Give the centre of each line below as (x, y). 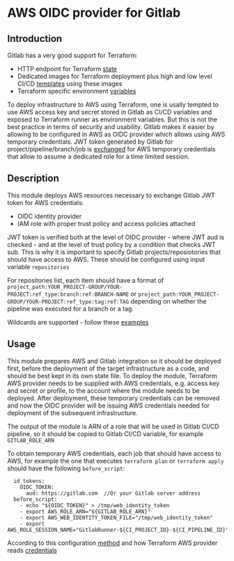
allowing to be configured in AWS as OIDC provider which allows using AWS (116, 134)
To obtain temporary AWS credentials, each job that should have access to (114, 453)
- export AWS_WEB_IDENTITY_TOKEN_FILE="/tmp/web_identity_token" (117, 518)
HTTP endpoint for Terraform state (67, 69)
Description (33, 178)
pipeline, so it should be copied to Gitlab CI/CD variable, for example (106, 433)
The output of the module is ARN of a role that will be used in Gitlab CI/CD (113, 426)
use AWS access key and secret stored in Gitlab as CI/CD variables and (110, 112)
